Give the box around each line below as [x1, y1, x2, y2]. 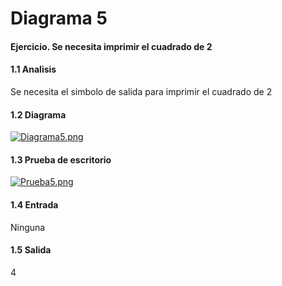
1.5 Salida [10, 244, 52, 256]
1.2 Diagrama [10, 108, 67, 121]
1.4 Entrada [10, 198, 59, 211]
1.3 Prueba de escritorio [10, 153, 112, 166]
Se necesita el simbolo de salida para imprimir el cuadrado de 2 [10, 85, 273, 97]
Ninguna [10, 221, 46, 233]
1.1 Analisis [10, 63, 57, 76]
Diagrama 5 [10, 7, 108, 30]
